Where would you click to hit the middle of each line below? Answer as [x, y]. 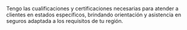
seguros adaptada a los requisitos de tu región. [65, 21]
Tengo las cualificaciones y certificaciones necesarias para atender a [93, 9]
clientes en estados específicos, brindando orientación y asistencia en [94, 15]
